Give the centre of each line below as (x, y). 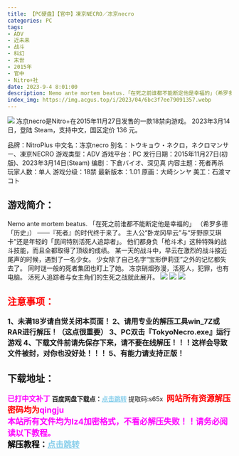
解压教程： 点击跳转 (43, 445)
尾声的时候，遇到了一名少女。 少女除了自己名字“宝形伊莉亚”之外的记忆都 (114, 259)
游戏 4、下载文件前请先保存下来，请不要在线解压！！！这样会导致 (117, 342)
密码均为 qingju (36, 410)
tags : (15, 27)
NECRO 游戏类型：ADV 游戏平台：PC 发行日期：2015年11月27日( (127, 154)
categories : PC (30, 21)
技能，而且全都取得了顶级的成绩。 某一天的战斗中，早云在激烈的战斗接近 (120, 250)
